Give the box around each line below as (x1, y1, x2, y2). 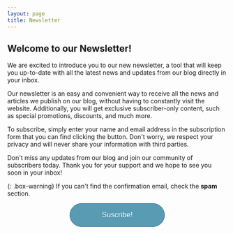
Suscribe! (101, 210, 133, 220)
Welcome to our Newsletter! (7, 43, 132, 54)
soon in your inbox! (7, 168, 63, 177)
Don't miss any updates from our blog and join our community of (7, 154, 193, 162)
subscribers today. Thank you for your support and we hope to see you (7, 161, 212, 170)
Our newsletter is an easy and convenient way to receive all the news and (7, 89, 219, 98)
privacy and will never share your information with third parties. (7, 140, 190, 149)
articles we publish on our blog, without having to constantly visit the (7, 97, 205, 105)
